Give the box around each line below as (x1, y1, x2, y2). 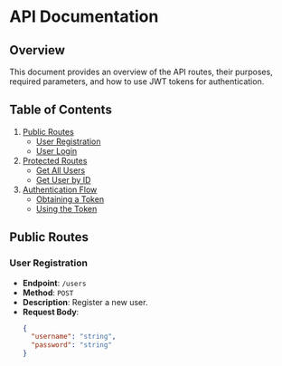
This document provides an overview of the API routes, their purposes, (9, 66, 273, 77)
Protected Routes (22, 155, 88, 166)
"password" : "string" (31, 341, 113, 350)
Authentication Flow (22, 184, 98, 195)
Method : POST (22, 287, 74, 298)
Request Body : (22, 306, 80, 317)
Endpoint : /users (22, 277, 87, 288)
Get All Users (35, 165, 86, 176)
